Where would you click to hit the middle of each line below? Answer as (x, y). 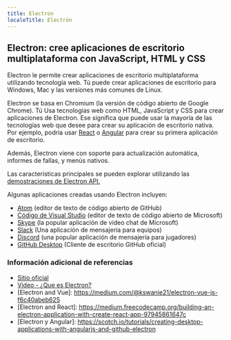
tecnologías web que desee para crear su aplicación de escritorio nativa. (111, 126)
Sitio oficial (33, 277)
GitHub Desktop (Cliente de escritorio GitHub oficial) (92, 245)
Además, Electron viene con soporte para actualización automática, (103, 153)
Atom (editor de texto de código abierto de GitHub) (89, 208)
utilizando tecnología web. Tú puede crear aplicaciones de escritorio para (112, 83)
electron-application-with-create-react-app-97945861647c (102, 314)
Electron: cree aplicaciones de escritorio (96, 48)
